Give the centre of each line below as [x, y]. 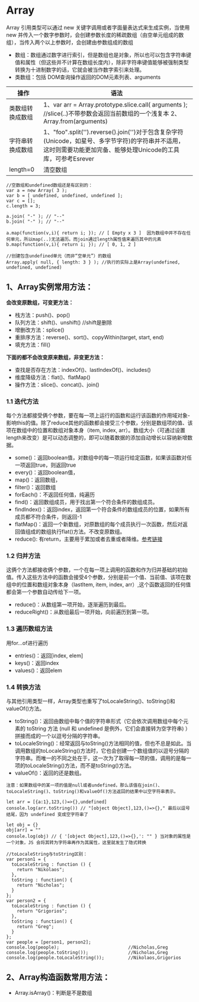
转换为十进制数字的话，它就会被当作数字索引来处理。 [80, 69]
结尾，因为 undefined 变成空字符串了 [47, 814]
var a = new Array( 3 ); [37, 190]
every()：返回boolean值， [46, 473]
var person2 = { [26, 901]
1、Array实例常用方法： [50, 287]
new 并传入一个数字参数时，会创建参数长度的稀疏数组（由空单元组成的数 [95, 35]
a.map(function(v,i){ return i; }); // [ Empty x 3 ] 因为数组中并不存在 [96, 233]
